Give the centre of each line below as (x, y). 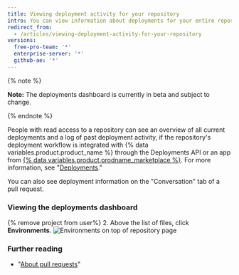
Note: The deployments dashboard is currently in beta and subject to (108, 94)
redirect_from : (30, 27)
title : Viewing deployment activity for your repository (94, 14)
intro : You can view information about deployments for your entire (111, 21)
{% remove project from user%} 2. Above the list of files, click (99, 223)
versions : (22, 41)
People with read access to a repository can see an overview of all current (116, 130)
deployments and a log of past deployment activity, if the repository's (109, 137)
